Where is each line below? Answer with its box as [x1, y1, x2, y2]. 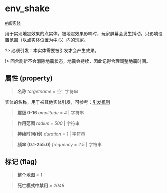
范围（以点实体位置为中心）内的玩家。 [9, 37, 88, 43]
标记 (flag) [5, 158, 37, 166]
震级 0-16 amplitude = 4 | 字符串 [17, 109, 84, 115]
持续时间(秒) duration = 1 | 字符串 [17, 131, 86, 137]
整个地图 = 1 [17, 172, 42, 178]
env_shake [5, 3, 50, 14]
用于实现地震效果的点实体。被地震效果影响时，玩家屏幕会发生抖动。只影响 [5, 30, 158, 36]
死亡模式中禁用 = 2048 [17, 182, 65, 188]
